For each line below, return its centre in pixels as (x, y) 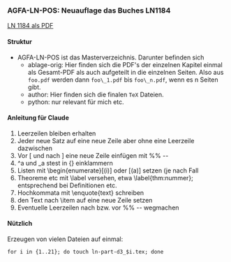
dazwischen (35, 148)
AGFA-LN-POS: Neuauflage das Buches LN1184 (89, 10)
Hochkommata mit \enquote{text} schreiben (81, 192)
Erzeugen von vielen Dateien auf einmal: (65, 239)
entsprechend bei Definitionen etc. (67, 185)
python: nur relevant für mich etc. (76, 102)
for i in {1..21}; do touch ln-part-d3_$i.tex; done (85, 252)
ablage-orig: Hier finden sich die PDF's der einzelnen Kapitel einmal (125, 64)
